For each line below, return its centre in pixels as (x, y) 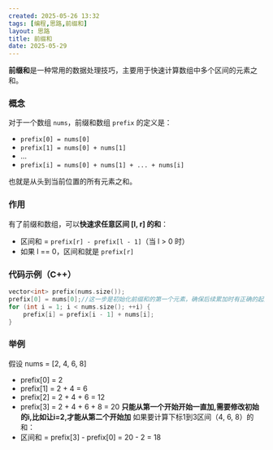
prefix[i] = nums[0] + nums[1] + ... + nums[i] (102, 166)
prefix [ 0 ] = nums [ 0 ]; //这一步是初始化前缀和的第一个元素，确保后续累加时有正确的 (133, 299)
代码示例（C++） (42, 275)
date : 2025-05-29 (38, 46)
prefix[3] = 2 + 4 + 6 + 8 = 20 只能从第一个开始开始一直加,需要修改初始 (140, 406)
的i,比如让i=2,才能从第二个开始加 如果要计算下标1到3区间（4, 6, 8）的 (137, 417)
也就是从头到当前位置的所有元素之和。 (72, 182)
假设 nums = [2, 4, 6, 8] (48, 363)
